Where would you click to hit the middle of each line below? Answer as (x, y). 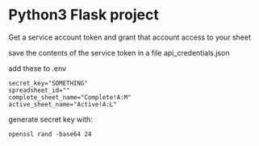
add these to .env (38, 68)
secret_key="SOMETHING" (48, 83)
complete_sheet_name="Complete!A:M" (70, 97)
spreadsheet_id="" (39, 90)
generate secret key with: (50, 119)
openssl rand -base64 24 (50, 134)
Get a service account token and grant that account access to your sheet (130, 37)
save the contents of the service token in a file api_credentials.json (119, 52)
